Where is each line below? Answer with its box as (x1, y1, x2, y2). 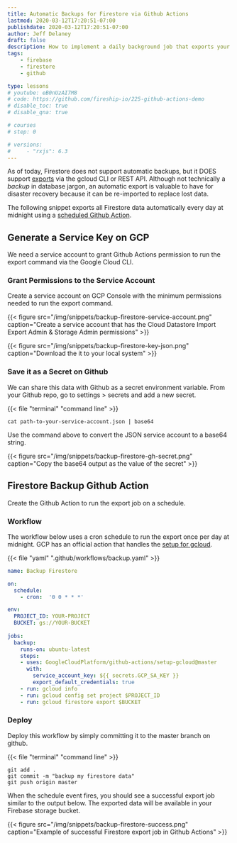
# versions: (7, 141, 43, 148)
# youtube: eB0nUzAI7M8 (7, 89, 78, 96)
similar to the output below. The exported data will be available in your (7, 798, 212, 807)
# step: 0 (7, 128, 37, 135)
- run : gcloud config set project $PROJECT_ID (20, 692, 160, 699)
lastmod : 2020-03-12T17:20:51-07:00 (7, 17, 116, 24)
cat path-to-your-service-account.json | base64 (7, 418, 154, 425)
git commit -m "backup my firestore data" (7, 772, 135, 780)
